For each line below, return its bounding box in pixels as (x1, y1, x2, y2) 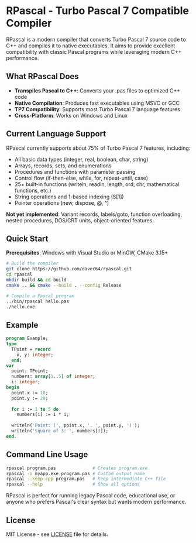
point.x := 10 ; (11, 390, 49, 396)
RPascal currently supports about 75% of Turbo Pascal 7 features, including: (6, 145, 191, 152)
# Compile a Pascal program (6, 293, 75, 299)
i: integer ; (11, 379, 41, 385)
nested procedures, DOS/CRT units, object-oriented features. (6, 216, 154, 224)
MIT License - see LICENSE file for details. (6, 531, 108, 538)
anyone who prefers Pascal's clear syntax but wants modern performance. (6, 499, 187, 506)
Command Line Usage (6, 449, 88, 460)
